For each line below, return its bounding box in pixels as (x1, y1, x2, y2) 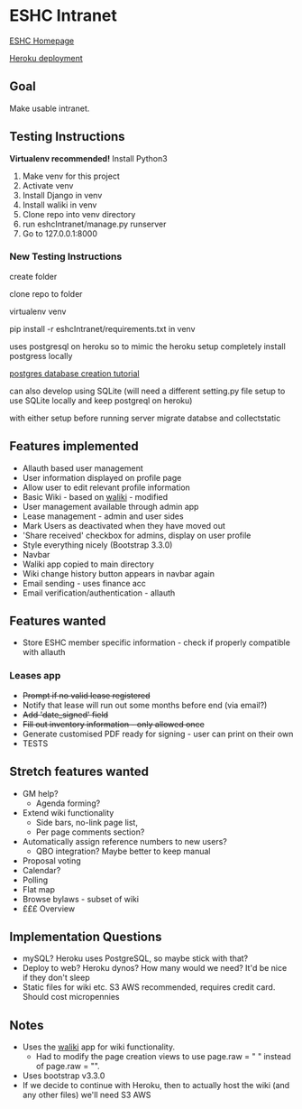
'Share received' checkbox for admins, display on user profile (22, 530, 252, 541)
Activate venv (22, 180, 74, 190)
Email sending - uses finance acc (22, 578, 147, 588)
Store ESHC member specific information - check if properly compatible (22, 637, 291, 648)
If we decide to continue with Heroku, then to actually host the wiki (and (22, 1080, 290, 1091)
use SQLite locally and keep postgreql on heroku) (9, 394, 193, 406)
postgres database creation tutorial (9, 367, 140, 379)
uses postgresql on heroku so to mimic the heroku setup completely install (9, 340, 286, 352)
